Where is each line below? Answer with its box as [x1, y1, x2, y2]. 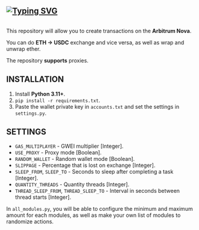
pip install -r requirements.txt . [14, 97, 100, 104]
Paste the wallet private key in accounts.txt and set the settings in [14, 103, 179, 110]
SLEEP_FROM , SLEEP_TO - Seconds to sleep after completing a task [14, 168, 174, 175]
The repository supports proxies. [6, 56, 89, 64]
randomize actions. [6, 218, 54, 225]
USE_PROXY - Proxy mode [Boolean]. [14, 149, 102, 156]
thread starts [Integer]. [14, 193, 72, 201]
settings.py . [14, 109, 47, 117]
